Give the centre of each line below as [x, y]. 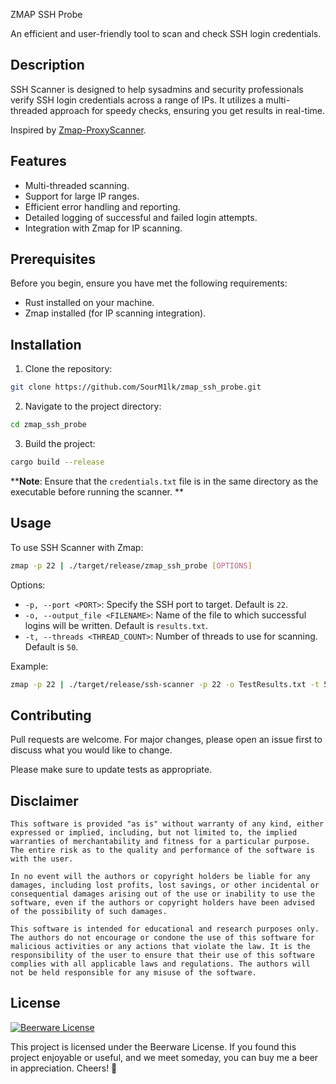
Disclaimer [44, 800]
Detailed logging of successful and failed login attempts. [141, 217]
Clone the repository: [68, 369]
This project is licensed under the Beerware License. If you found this [153, 1046]
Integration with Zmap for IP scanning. [103, 228]
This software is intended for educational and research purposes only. [165, 929]
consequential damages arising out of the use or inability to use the [162, 894]
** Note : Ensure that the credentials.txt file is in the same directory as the [164, 481]
